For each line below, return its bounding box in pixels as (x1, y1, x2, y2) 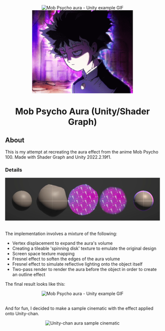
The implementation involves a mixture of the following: (5, 231, 117, 237)
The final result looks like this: (5, 281, 65, 287)
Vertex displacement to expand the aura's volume (12, 240, 113, 246)
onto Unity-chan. (5, 310, 39, 316)
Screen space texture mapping (12, 250, 75, 256)
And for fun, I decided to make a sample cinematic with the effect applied (5, 305, 154, 311)
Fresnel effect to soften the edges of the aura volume (12, 256, 120, 262)
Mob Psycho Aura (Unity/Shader (15, 106, 150, 117)
